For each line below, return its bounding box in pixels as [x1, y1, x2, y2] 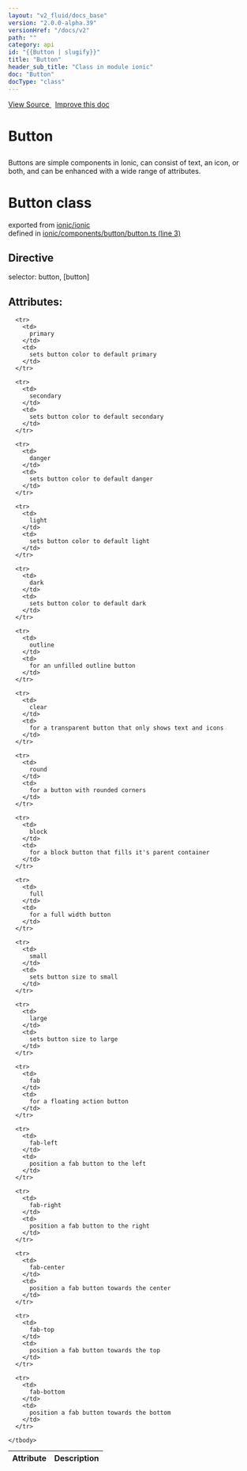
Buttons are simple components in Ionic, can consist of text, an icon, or [8, 157, 239, 167]
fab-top [28, 1326, 55, 1334]
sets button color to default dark [28, 600, 147, 608]
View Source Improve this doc [8, 100, 110, 109]
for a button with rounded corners [28, 786, 147, 794]
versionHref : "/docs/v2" [8, 26, 90, 34]
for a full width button [28, 911, 111, 919]
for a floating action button [28, 1098, 129, 1106]
